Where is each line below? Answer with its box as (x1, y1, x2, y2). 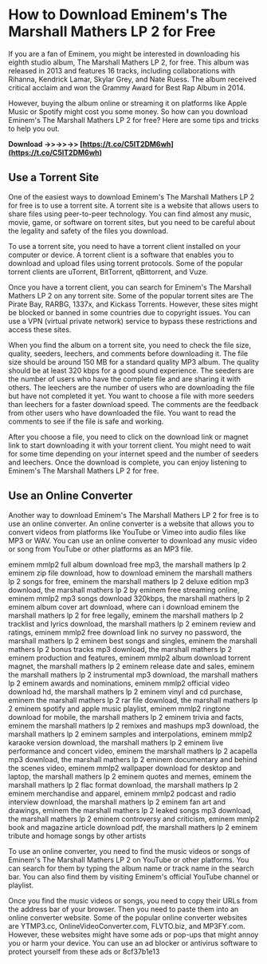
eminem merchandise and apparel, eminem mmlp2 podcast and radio (8, 788, 237, 798)
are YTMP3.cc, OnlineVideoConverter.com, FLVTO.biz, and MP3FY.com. (8, 921, 245, 930)
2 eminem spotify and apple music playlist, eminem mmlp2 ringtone (8, 704, 231, 713)
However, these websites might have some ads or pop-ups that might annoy (8, 930, 259, 939)
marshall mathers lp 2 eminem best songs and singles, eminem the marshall (8, 636, 257, 646)
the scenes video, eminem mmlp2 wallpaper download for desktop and (8, 763, 241, 772)
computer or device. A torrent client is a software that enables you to (8, 250, 234, 259)
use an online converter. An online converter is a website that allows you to (8, 519, 255, 528)
